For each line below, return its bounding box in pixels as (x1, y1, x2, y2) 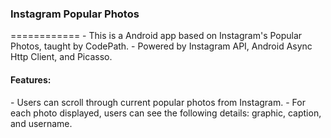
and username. (10, 117, 73, 129)
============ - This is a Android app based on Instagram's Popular (10, 30, 303, 42)
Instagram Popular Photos (10, 7, 140, 21)
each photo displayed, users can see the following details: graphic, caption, (10, 107, 322, 119)
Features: (10, 73, 52, 86)
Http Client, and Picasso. (10, 51, 113, 63)
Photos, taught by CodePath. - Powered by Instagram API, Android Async (10, 40, 313, 52)
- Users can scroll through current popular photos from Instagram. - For (10, 96, 306, 108)
